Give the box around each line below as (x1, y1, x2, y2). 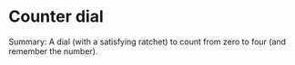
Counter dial (8, 6, 104, 27)
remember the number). (8, 45, 98, 56)
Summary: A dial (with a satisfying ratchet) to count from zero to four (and (8, 36, 287, 47)
